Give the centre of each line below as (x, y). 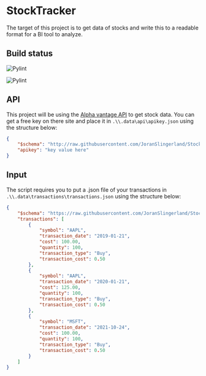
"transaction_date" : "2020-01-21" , (85, 282)
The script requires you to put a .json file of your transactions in (87, 190)
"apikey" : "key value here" (53, 150)
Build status (30, 54)
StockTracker (41, 11)
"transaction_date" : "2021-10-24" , (85, 327)
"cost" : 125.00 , (60, 288)
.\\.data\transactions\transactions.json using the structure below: (94, 196)
